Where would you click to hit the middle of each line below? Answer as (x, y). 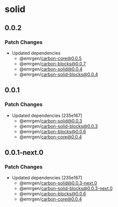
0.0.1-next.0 (24, 152)
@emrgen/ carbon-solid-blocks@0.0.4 (59, 74)
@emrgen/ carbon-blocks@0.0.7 (52, 63)
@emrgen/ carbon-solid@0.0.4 (51, 69)
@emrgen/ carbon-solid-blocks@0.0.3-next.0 (66, 188)
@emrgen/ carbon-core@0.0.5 (50, 58)
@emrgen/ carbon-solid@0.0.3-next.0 (58, 183)
